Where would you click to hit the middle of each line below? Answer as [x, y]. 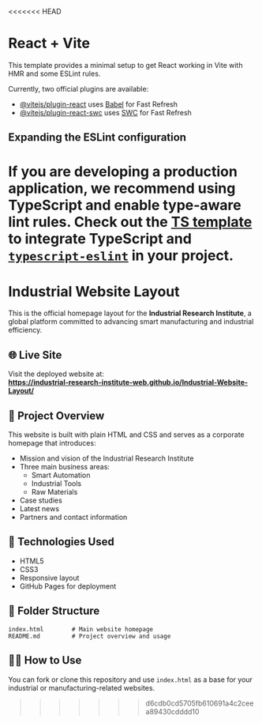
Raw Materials [54, 492]
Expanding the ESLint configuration [97, 137]
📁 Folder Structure [54, 611]
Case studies [41, 500]
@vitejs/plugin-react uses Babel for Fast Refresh [99, 104]
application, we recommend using [122, 188]
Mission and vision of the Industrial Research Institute [107, 458]
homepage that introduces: [52, 443]
